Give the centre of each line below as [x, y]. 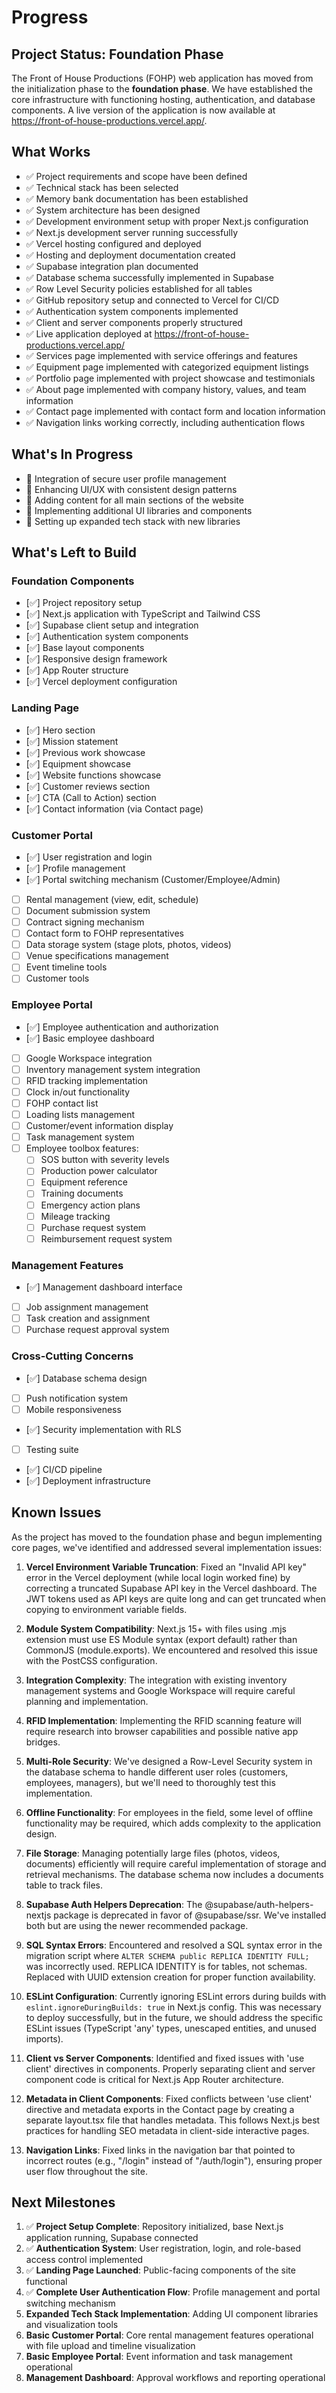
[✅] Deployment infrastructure [88, 1480]
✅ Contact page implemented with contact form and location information [175, 411]
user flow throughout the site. [86, 2171]
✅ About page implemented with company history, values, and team [166, 389]
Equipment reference [84, 1182]
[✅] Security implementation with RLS [103, 1429]
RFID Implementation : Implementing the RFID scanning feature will [163, 1720]
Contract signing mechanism [85, 922]
